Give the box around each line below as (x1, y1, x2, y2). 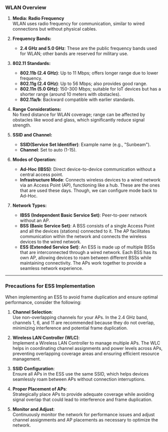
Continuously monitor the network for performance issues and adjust (12, 411, 155, 417)
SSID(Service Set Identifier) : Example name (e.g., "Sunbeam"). (19, 141, 151, 147)
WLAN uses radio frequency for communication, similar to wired (12, 20, 145, 26)
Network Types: (12, 202, 47, 208)
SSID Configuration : (12, 365, 55, 371)
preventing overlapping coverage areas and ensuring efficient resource (12, 350, 159, 356)
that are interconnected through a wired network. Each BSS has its (19, 249, 157, 255)
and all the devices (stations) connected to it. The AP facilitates (19, 228, 150, 234)
